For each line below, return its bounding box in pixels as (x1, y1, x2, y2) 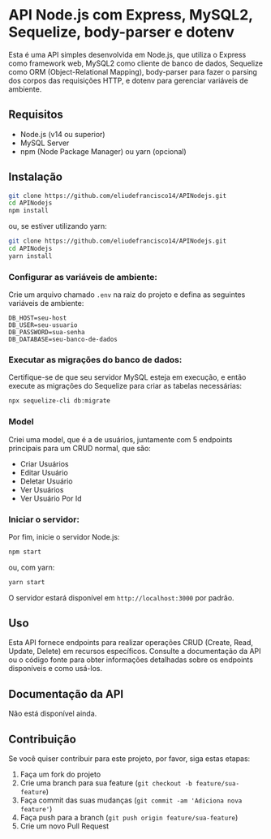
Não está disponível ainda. (8, 708, 97, 719)
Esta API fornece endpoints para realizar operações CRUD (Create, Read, (8, 638, 254, 648)
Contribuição (8, 732, 77, 746)
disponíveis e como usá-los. (8, 664, 103, 673)
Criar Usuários (19, 458, 69, 468)
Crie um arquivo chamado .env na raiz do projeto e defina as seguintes (8, 290, 246, 299)
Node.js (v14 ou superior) (19, 129, 105, 139)
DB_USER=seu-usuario (8, 321, 79, 329)
